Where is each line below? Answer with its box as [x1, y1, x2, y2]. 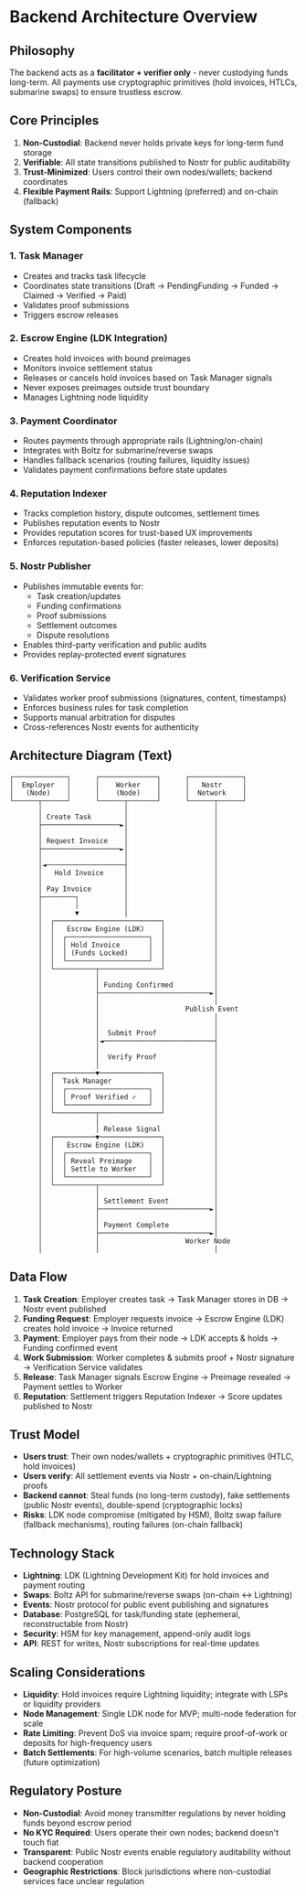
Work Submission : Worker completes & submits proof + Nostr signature [22, 1352, 295, 1363]
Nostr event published [22, 1303, 107, 1314]
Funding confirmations [36, 600, 121, 611]
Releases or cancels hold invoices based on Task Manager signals [22, 372, 272, 383]
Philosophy [9, 43, 76, 59]
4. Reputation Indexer [9, 487, 108, 500]
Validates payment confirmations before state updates [22, 465, 227, 476]
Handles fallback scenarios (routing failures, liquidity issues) [22, 455, 250, 466]
